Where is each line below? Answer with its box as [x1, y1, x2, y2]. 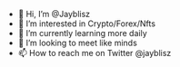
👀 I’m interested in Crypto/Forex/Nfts [17, 18, 156, 29]
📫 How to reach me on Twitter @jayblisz [17, 48, 172, 58]
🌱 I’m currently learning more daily [17, 28, 147, 38]
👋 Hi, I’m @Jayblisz [17, 9, 91, 19]
